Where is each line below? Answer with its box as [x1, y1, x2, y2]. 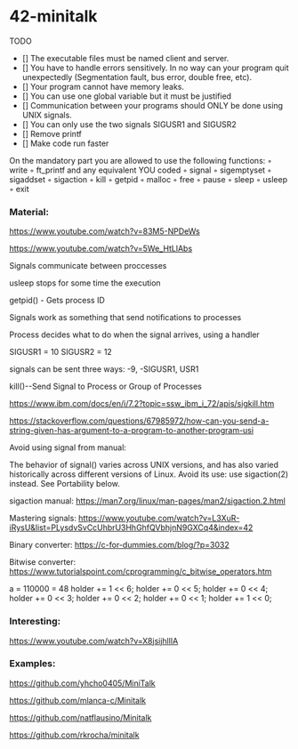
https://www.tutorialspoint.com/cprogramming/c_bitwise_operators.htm [9, 567, 272, 577]
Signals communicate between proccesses [9, 261, 167, 271]
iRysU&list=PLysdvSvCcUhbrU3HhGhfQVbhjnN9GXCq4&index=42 [9, 522, 254, 533]
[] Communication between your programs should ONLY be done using [21, 100, 283, 110]
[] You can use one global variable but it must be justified [21, 91, 232, 101]
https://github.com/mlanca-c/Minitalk [9, 695, 147, 705]
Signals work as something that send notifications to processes [9, 312, 242, 323]
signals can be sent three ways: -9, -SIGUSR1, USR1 [9, 364, 199, 374]
